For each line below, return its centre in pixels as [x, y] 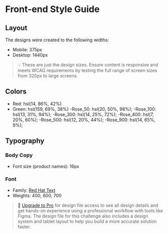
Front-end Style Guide [52, 9]
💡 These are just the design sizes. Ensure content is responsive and [88, 65]
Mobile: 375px [27, 50]
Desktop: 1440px [30, 55]
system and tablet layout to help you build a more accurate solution [87, 221]
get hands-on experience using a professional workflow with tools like [90, 210]
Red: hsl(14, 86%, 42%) [37, 104]
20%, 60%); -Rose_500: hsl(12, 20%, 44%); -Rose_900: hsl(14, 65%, [84, 120]
